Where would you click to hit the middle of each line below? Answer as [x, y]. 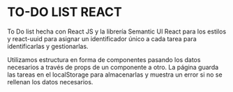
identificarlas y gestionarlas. [48, 46]
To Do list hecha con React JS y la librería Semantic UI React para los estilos [117, 31]
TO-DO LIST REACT [65, 12]
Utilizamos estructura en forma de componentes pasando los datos [104, 59]
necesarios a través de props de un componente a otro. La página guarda [113, 67]
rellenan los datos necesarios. [50, 82]
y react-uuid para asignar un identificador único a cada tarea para [102, 38]
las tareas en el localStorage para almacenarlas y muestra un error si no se [115, 75]
